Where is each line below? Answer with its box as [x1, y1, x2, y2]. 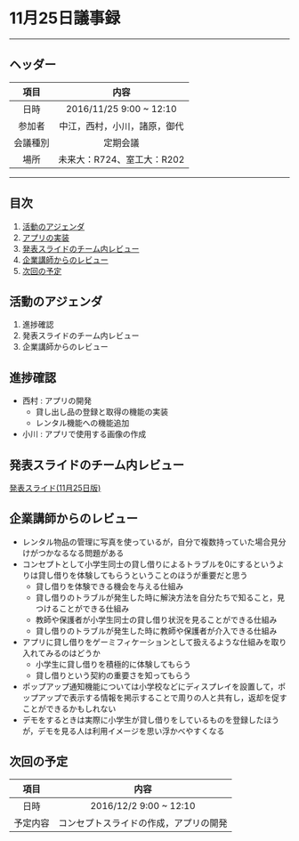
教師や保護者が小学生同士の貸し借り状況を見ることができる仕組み [35, 614, 278, 625]
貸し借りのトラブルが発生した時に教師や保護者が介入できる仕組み [35, 625, 278, 636]
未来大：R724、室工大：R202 [58, 153, 185, 166]
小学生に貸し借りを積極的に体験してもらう [35, 659, 191, 669]
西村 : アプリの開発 [21, 395, 92, 406]
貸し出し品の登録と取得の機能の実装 [35, 407, 169, 417]
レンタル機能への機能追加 [35, 417, 130, 428]
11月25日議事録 [9, 8, 121, 28]
